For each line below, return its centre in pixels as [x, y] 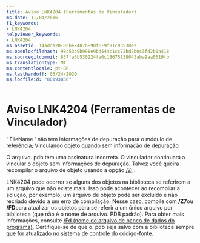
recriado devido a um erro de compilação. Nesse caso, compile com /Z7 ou [100, 201]
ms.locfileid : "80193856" [39, 79]
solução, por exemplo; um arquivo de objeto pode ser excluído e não [92, 195]
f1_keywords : [23, 23]
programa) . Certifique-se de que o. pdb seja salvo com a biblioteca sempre [100, 227]
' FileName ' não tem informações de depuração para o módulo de [89, 139]
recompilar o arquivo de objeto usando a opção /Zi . [71, 170]
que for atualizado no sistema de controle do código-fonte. [80, 233]
